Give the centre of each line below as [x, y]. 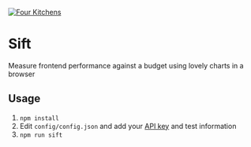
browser [22, 74]
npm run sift [41, 135]
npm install [39, 118]
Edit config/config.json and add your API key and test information [128, 126]
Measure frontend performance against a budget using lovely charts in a [126, 65]
